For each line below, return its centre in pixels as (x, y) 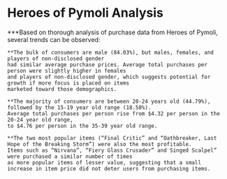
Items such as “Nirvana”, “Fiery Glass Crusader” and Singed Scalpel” (112, 150)
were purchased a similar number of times (70, 156)
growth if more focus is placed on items (68, 83)
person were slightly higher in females (67, 71)
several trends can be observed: (54, 39)
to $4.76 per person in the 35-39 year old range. (82, 126)
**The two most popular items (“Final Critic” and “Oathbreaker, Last (112, 138)
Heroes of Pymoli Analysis (86, 13)
